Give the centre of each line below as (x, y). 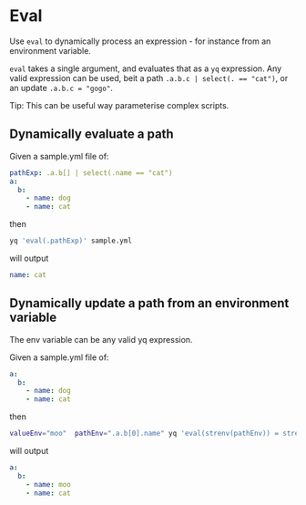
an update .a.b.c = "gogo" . (61, 88)
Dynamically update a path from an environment (149, 303)
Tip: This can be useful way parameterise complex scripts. (119, 105)
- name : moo (48, 484)
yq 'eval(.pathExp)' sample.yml (71, 241)
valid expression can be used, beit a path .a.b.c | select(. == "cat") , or (149, 77)
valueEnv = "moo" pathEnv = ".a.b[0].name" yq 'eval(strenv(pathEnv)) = (144, 434)
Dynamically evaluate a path (92, 134)
